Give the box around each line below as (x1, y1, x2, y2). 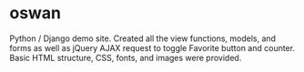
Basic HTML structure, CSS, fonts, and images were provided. (9, 52, 242, 63)
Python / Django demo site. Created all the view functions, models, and (9, 33, 276, 44)
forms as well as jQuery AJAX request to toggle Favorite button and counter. (9, 42, 296, 53)
